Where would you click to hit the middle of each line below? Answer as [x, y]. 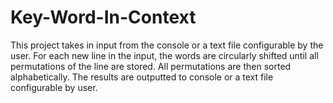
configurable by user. [54, 87]
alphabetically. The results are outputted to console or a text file [142, 77]
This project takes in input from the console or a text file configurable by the [167, 45]
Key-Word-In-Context [103, 17]
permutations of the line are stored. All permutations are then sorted [151, 66]
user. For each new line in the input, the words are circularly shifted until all [164, 55]
